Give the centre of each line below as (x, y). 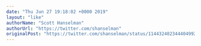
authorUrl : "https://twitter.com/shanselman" (64, 28)
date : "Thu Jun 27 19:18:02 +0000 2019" (57, 12)
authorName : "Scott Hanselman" (45, 23)
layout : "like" (25, 17)
